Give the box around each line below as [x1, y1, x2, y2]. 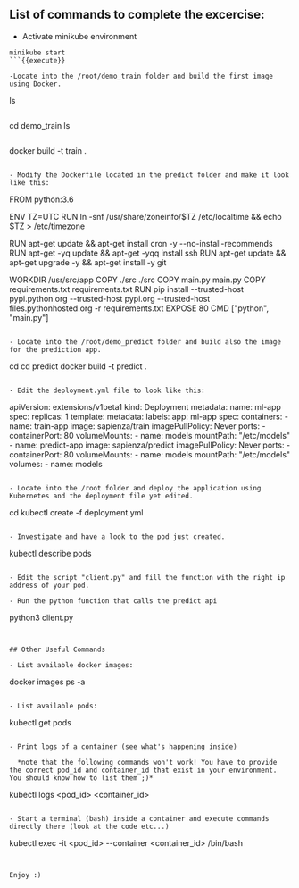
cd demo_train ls [9, 120, 71, 130]
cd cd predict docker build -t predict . [9, 361, 147, 372]
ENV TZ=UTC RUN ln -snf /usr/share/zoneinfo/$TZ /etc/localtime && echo [9, 211, 283, 222]
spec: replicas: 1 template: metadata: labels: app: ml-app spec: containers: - [9, 411, 288, 422]
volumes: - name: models [9, 458, 103, 469]
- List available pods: [9, 701, 98, 710]
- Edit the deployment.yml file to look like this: [9, 386, 205, 395]
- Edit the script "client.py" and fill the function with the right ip [9, 573, 286, 582]
